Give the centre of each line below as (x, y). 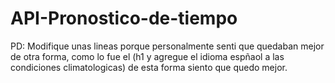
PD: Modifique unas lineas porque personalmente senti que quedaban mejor (167, 46)
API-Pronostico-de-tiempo (124, 18)
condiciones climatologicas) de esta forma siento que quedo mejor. (149, 67)
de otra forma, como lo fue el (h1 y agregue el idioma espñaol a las (147, 56)
